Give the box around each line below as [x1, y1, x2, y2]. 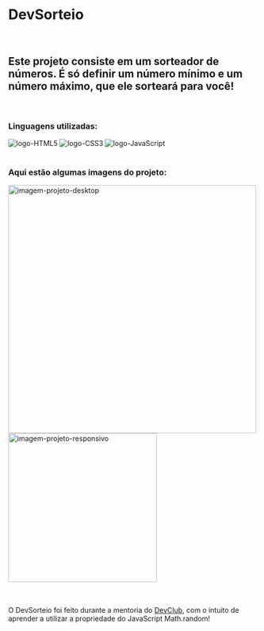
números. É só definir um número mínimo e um [8, 67, 243, 81]
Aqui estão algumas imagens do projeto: [8, 167, 167, 178]
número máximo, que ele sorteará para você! [8, 79, 235, 93]
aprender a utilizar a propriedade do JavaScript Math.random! [8, 614, 211, 624]
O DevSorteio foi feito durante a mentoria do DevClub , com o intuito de [8, 606, 239, 615]
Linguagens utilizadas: [8, 121, 98, 132]
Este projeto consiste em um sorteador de [8, 55, 220, 68]
